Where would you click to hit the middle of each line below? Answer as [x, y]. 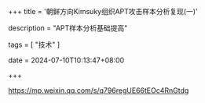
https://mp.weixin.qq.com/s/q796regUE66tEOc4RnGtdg [99, 91]
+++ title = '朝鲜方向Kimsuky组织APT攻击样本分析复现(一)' [103, 11]
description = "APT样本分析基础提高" [68, 28]
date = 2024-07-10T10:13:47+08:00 [66, 60]
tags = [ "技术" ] [34, 44]
